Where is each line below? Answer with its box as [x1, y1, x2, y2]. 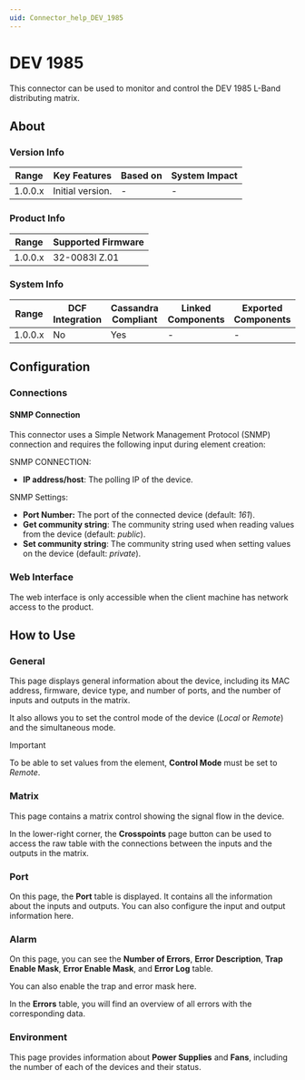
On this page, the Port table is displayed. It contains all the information [9, 891, 273, 902]
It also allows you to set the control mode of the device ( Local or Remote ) [9, 712, 284, 723]
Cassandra [110, 301, 159, 314]
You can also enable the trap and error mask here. [9, 981, 197, 992]
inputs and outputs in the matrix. [9, 695, 131, 706]
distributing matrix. [9, 92, 80, 103]
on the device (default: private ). [22, 548, 142, 560]
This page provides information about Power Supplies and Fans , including [9, 1052, 289, 1063]
